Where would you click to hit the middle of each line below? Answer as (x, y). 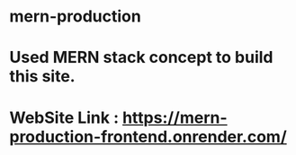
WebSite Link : (64, 117)
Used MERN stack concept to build (141, 58)
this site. (42, 77)
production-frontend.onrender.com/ (148, 137)
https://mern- (175, 117)
